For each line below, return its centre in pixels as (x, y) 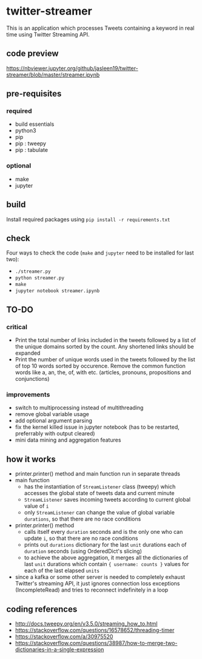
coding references (42, 609)
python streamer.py (40, 278)
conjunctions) (32, 379)
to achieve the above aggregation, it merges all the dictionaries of (106, 558)
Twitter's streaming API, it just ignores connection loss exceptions (97, 584)
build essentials (35, 124)
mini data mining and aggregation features (68, 440)
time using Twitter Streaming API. (48, 34)
